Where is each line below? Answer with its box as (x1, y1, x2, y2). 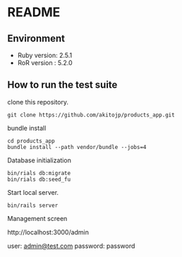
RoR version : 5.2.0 (17, 59, 73, 67)
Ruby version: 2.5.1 (17, 51, 73, 59)
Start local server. (7, 188, 59, 196)
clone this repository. (7, 97, 69, 106)
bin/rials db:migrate (7, 169, 71, 177)
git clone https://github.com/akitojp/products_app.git (7, 111, 175, 119)
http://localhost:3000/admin (7, 227, 90, 237)
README (7, 4, 61, 20)
